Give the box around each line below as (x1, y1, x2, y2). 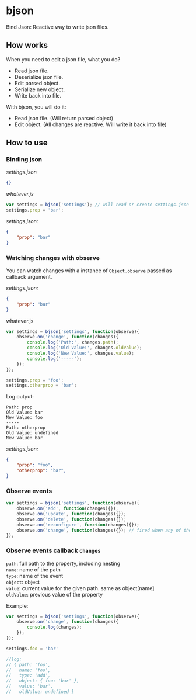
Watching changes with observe (6, 254, 100, 262)
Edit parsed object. (14, 79, 60, 86)
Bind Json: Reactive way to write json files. (6, 23, 109, 30)
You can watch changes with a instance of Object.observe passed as (6, 267, 172, 274)
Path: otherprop (6, 425, 45, 431)
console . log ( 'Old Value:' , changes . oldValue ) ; (27, 345, 142, 351)
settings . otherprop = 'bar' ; (6, 383, 77, 389)
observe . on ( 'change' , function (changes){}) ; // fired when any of (16, 527, 181, 533)
